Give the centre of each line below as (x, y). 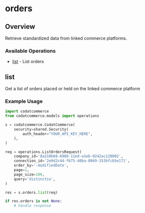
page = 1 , (21, 170)
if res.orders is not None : (34, 201)
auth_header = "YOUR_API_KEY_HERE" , (58, 134)
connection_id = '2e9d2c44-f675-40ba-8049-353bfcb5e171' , (72, 161)
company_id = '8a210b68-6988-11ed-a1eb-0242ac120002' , (69, 156)
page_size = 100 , (29, 174)
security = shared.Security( (41, 129)
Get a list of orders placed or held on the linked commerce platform (73, 89)
